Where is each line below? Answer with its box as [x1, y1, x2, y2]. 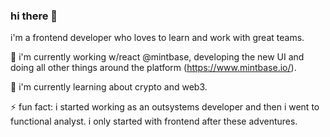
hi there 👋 [10, 9, 58, 23]
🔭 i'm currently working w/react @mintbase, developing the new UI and [10, 51, 305, 63]
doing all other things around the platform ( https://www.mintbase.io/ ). [10, 62, 297, 74]
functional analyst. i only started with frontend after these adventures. [10, 115, 298, 128]
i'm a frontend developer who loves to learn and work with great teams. [10, 32, 305, 44]
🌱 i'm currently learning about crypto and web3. [10, 81, 208, 93]
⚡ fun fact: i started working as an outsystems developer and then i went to [10, 101, 320, 113]
